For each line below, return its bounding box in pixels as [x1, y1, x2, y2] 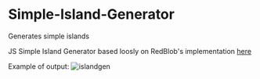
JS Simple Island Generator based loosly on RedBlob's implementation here [8, 46, 252, 56]
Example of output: [8, 61, 70, 71]
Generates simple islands [8, 31, 90, 41]
